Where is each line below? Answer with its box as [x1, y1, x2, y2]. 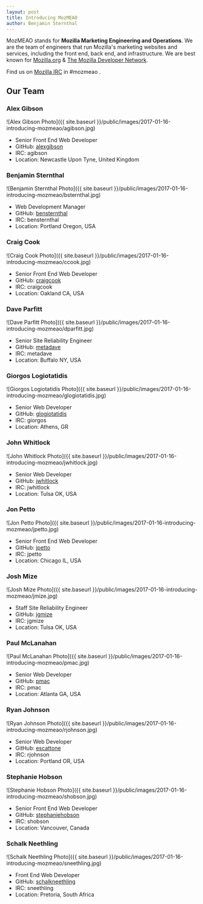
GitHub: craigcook [15, 276, 62, 284]
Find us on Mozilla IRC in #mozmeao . [6, 68, 101, 76]
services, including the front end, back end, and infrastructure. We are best [6, 50, 196, 57]
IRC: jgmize [15, 617, 45, 625]
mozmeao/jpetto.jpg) [6, 525, 59, 533]
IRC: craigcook [15, 283, 53, 290]
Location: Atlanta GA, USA [15, 691, 81, 698]
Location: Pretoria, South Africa [15, 891, 94, 899]
